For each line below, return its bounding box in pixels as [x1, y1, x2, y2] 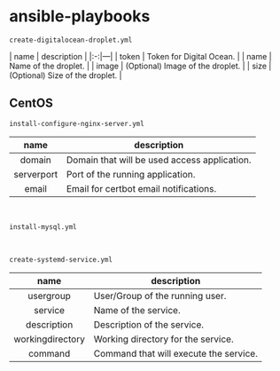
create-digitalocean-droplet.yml [9, 36, 133, 44]
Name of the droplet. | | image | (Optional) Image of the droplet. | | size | [9, 60, 272, 71]
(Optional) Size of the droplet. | [9, 69, 122, 81]
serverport [13, 168, 58, 180]
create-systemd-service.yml [9, 255, 113, 264]
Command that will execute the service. [93, 347, 259, 359]
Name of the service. [93, 304, 181, 316]
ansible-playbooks [9, 6, 151, 27]
